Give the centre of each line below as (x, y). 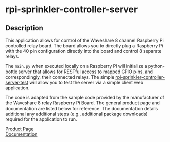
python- (156, 66)
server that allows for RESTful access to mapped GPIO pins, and (86, 72)
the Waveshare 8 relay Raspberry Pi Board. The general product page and (82, 103)
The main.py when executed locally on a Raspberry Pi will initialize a (76, 66)
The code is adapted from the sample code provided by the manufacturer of (85, 98)
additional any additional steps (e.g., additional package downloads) (77, 114)
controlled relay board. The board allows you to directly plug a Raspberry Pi (84, 46)
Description (24, 28)
